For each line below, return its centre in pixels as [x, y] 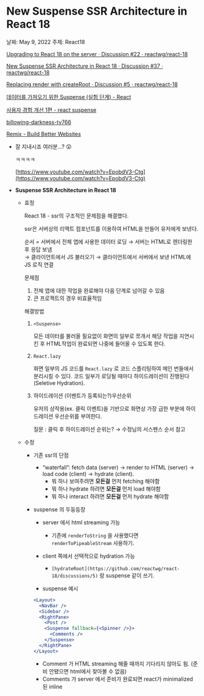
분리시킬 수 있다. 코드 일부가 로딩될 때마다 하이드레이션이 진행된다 [111, 376]
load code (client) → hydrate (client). [88, 474]
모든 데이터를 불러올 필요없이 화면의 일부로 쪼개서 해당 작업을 [106, 336]
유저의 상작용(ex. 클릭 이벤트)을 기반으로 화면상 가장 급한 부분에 [109, 408]
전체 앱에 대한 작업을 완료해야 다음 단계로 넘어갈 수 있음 [99, 290]
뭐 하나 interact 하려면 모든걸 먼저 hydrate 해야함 [110, 496]
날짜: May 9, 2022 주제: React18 [46, 42]
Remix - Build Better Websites [44, 134]
